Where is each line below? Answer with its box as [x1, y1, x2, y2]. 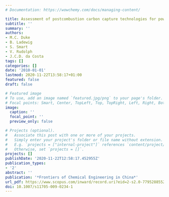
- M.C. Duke [5, 35, 30, 40]
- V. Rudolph [5, 49, 33, 54]
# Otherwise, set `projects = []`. [5, 147, 84, 152]
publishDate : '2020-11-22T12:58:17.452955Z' [5, 156, 100, 161]
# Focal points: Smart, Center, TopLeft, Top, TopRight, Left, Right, [5, 100, 156, 106]
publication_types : [5, 161, 46, 166]
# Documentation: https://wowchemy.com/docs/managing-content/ [5, 7, 141, 13]
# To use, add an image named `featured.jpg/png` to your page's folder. [5, 95, 163, 101]
